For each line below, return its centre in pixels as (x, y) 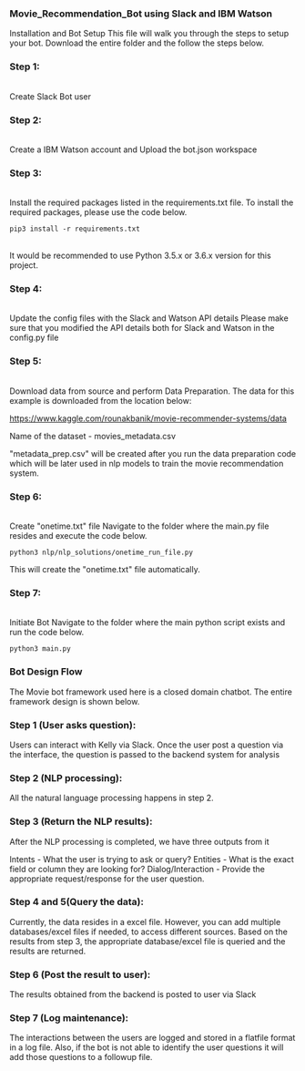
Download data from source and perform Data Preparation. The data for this (152, 391)
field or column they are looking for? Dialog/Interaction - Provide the (137, 869)
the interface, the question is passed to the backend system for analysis (145, 754)
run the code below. (47, 633)
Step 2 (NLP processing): (66, 778)
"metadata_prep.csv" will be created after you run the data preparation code (153, 453)
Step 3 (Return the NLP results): (81, 821)
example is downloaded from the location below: (101, 400)
